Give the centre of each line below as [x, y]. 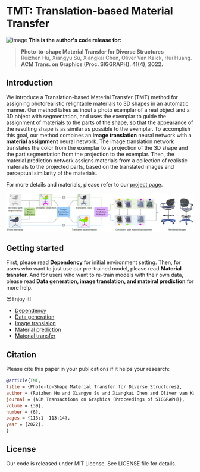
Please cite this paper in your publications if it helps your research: [88, 369]
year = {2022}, [25, 424]
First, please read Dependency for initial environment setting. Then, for [93, 262]
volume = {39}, [25, 405]
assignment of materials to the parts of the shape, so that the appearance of [100, 122]
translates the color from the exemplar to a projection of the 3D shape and [97, 147]
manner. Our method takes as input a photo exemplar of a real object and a [98, 110]
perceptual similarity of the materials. [52, 173]
